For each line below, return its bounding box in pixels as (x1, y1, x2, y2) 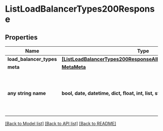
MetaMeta (61, 64, 86, 70)
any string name (7, 90, 46, 96)
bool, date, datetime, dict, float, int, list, (61, 90, 154, 96)
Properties (5, 33, 38, 41)
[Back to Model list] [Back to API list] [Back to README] (5, 121, 116, 126)
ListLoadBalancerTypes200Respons (5, 3, 155, 15)
